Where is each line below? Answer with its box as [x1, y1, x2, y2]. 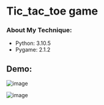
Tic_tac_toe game [6, 4, 98, 18]
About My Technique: [6, 26, 72, 35]
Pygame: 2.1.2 [15, 46, 51, 53]
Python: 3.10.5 [15, 39, 51, 47]
